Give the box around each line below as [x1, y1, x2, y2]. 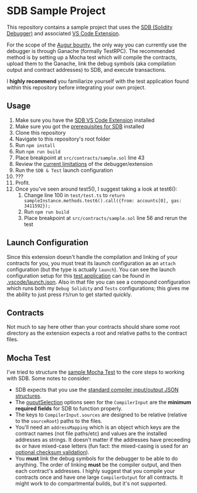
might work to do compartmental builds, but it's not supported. [15, 480, 167, 487]
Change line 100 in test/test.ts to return [23, 191, 125, 198]
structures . [15, 392, 42, 399]
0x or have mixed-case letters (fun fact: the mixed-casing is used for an [15, 442, 188, 449]
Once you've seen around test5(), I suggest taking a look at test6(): [15, 185, 178, 192]
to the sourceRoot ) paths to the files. [15, 418, 103, 425]
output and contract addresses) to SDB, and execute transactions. [6, 66, 167, 73]
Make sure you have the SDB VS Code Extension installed [15, 116, 155, 124]
